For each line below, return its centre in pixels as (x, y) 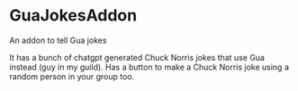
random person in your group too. (72, 76)
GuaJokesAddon (73, 16)
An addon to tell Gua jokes (58, 40)
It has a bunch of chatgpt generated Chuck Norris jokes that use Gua (137, 57)
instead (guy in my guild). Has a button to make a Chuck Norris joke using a (149, 67)
